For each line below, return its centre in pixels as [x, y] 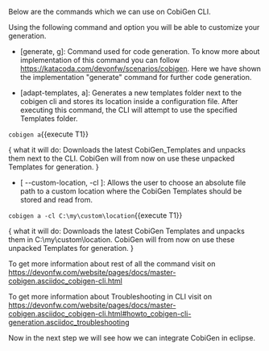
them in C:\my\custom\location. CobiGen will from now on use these [122, 240]
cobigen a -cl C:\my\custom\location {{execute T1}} [95, 215]
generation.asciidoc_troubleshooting [69, 322]
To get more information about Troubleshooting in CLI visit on [110, 297]
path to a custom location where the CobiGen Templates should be [131, 191]
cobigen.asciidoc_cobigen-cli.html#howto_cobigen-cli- [100, 313]
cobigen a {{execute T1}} [49, 134]
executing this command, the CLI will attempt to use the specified [128, 110]
